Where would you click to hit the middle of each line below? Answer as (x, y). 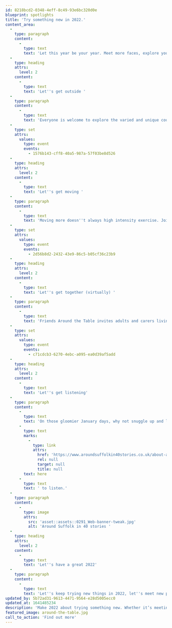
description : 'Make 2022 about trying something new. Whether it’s (79, 608)
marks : (31, 436)
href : (44, 455)
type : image (37, 512)
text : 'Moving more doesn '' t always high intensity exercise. (91, 221)
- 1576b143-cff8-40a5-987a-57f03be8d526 (72, 154)
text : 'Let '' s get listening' (56, 392)
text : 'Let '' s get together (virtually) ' (70, 292)
